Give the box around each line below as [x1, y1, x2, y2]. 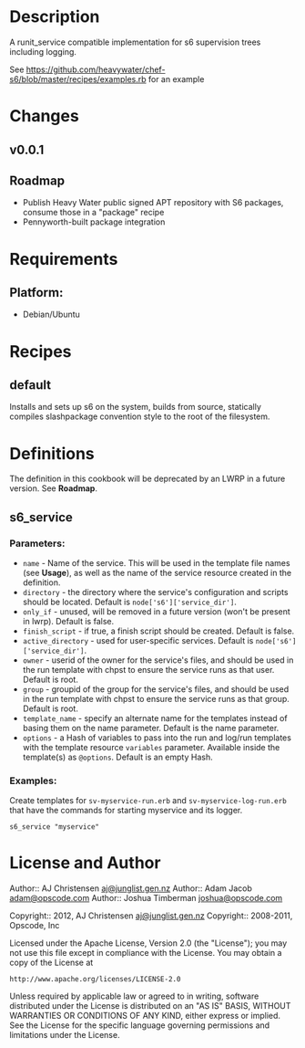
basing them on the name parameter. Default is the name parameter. [22, 722, 280, 733]
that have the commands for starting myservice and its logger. [9, 805, 243, 816]
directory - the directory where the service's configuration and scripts [22, 586, 289, 597]
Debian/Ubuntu [22, 309, 80, 320]
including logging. [9, 46, 77, 57]
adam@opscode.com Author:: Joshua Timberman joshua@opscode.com [9, 893, 283, 904]
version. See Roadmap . [9, 483, 98, 494]
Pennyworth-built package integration [22, 216, 166, 227]
